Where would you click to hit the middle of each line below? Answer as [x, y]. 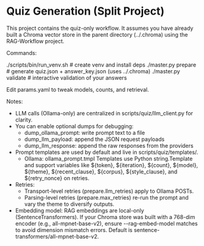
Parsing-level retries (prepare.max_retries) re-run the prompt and [107, 197]
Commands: [22, 52]
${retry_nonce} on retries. [57, 178]
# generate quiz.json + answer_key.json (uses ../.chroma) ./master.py [93, 71]
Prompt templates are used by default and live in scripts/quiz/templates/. [107, 152]
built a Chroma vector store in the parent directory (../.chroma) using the [97, 34]
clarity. [24, 120]
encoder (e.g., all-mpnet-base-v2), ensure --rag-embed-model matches [107, 223]
